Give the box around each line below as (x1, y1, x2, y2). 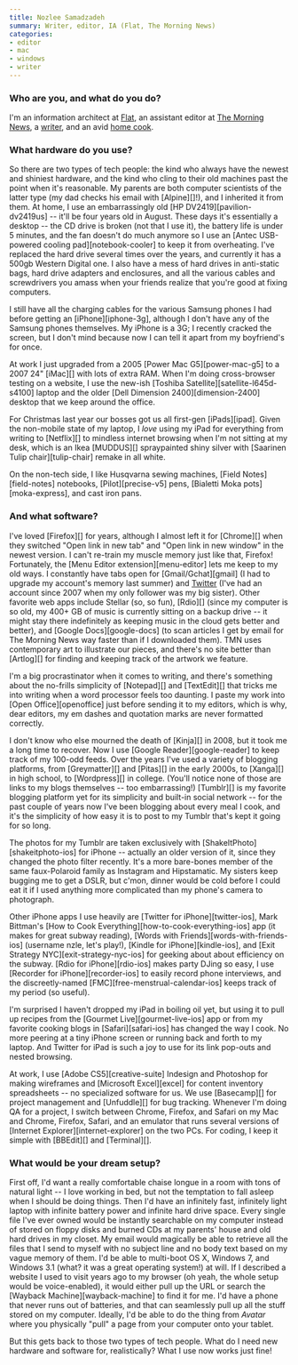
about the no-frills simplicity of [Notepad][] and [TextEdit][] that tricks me (9, 679, 278, 690)
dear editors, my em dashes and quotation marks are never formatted (9, 708, 263, 719)
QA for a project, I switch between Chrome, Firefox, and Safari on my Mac (9, 1106, 279, 1117)
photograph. (9, 894, 55, 904)
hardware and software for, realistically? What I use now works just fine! (9, 1345, 272, 1356)
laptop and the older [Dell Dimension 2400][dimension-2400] (35, 388, 261, 398)
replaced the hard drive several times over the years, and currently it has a (9, 249, 282, 260)
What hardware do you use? (9, 144, 133, 157)
